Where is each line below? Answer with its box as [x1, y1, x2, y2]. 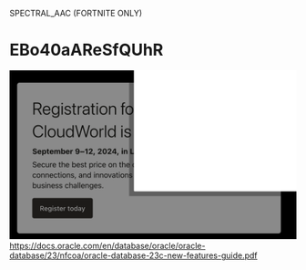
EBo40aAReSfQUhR [9, 40, 164, 60]
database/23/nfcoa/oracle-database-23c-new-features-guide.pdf [9, 250, 258, 261]
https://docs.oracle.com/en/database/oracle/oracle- [9, 241, 206, 252]
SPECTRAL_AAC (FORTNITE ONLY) [9, 8, 143, 18]
